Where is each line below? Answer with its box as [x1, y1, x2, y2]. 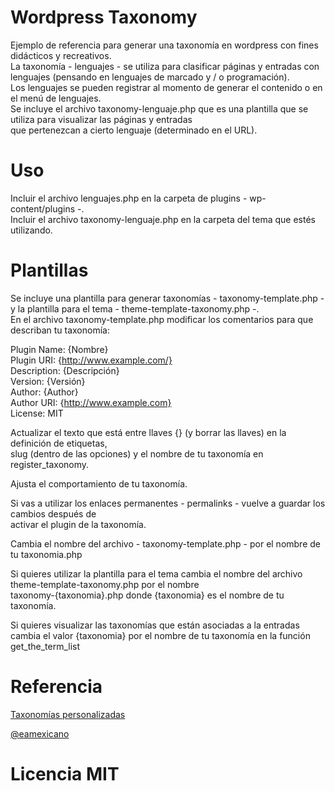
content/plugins [10, 202, 76, 215]
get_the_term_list [10, 640, 81, 652]
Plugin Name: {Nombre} [10, 343, 109, 355]
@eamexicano [10, 727, 70, 740]
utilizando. [10, 224, 53, 236]
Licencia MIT [10, 762, 120, 785]
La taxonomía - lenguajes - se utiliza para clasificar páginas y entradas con [10, 60, 320, 72]
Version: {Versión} [10, 375, 86, 387]
